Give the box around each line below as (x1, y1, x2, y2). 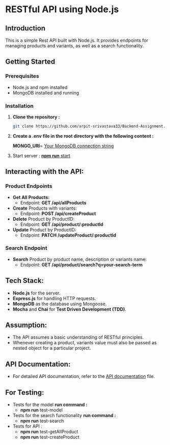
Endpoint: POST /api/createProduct (20, 210, 96, 217)
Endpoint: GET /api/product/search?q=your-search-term (20, 261, 143, 268)
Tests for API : (12, 423, 42, 429)
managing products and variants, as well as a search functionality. (5, 43, 144, 49)
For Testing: (5, 388, 44, 397)
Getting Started (5, 57, 55, 66)
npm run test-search (20, 418, 64, 424)
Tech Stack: (5, 276, 44, 285)
